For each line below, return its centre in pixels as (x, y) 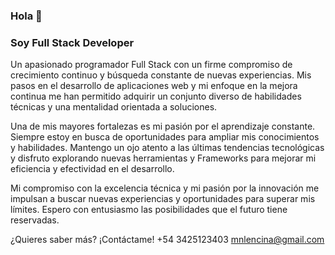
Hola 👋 (26, 16)
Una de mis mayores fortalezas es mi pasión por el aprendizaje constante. (163, 126)
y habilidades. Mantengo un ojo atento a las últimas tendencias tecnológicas (167, 148)
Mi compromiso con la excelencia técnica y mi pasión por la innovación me (165, 188)
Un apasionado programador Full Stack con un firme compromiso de (151, 65)
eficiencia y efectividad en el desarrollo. (92, 169)
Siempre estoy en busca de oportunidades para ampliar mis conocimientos (165, 137)
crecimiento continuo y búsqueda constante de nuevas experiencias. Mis (161, 75)
